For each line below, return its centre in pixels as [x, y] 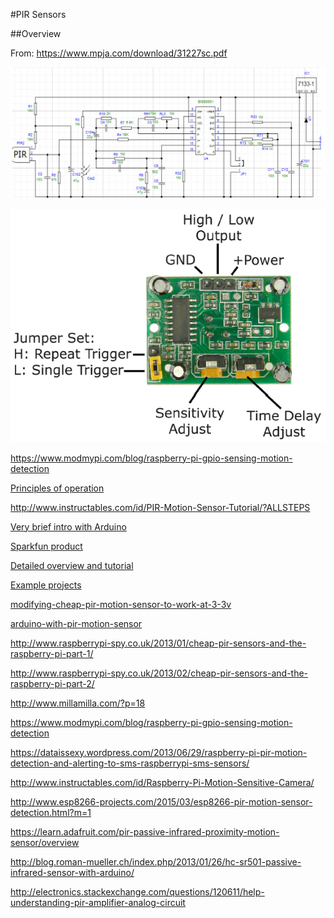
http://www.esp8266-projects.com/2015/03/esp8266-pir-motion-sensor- [161, 801]
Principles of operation [57, 488]
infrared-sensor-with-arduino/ [72, 872]
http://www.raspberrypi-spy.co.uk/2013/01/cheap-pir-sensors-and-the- [158, 643]
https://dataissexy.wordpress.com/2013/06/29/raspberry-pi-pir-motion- [159, 752]
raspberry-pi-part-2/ [52, 683]
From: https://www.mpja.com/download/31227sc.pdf [119, 53]
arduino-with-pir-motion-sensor [76, 623]
